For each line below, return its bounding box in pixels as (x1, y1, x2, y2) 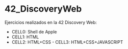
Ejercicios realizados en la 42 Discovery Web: (4, 19, 97, 25)
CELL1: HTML (11, 34, 39, 40)
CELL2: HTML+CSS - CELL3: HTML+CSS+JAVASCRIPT (11, 39, 124, 45)
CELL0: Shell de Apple (11, 29, 57, 34)
